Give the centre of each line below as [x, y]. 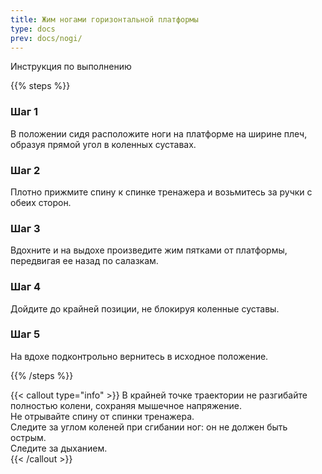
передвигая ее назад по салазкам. [84, 261]
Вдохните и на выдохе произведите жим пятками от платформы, [149, 250]
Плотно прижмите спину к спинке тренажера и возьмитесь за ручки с [161, 192]
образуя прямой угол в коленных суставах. [103, 144]
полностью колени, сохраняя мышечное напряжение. [126, 405]
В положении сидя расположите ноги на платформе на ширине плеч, [159, 133]
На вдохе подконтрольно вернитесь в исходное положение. [139, 356]
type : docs [33, 29]
